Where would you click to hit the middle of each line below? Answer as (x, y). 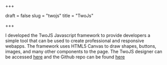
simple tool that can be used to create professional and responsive (75, 41)
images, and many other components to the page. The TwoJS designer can (84, 52)
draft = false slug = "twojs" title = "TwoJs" (49, 15)
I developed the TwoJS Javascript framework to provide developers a (78, 35)
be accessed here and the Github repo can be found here (65, 57)
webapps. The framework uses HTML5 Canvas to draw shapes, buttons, (81, 46)
